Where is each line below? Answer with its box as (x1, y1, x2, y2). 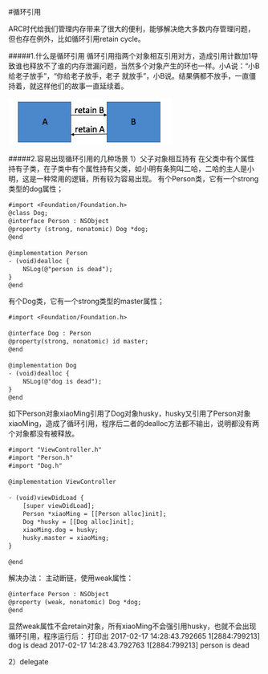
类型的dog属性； (8, 184, 64, 193)
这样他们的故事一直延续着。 (35, 81, 128, 91)
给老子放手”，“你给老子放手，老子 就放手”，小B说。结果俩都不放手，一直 (8, 71, 250, 80)
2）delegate (8, 657, 49, 666)
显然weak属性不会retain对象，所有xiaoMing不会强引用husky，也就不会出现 (8, 621, 257, 631)
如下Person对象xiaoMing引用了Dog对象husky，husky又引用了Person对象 (8, 408, 251, 418)
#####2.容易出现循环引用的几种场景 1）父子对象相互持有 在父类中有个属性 (8, 154, 255, 163)
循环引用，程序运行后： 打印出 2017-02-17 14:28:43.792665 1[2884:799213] (8, 631, 261, 640)
